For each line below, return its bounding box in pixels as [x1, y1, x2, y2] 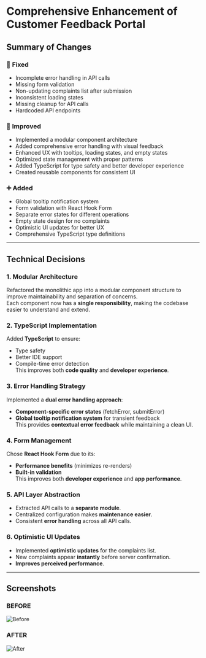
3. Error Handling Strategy [6, 382, 86, 390]
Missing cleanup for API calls [15, 100, 89, 107]
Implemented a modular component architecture [15, 136, 138, 144]
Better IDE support [15, 354, 63, 361]
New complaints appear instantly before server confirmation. [15, 553, 171, 560]
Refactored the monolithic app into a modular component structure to [6, 287, 181, 294]
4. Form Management [6, 436, 72, 444]
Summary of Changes [6, 42, 92, 52]
